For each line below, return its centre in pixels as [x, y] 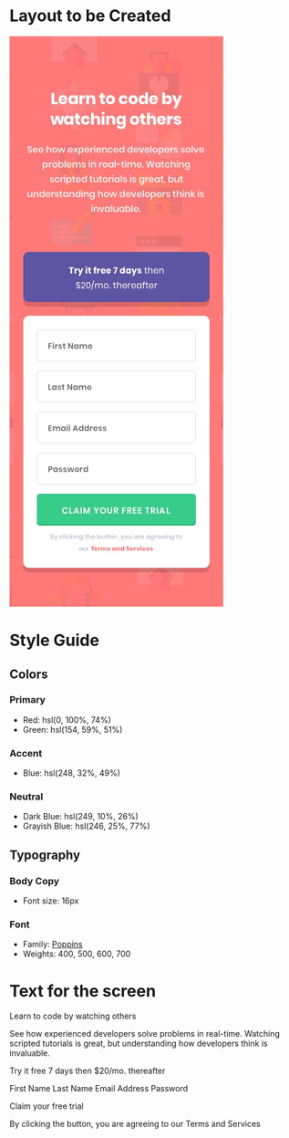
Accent [26, 753]
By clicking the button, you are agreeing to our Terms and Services [135, 1124]
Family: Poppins [53, 945]
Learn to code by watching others [73, 1016]
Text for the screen [83, 991]
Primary [27, 700]
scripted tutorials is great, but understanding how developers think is [139, 1044]
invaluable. [30, 1053]
